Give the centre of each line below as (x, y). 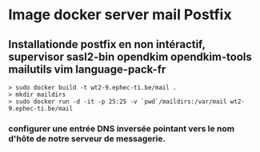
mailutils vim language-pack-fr (87, 69)
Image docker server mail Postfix (120, 15)
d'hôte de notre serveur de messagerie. (87, 138)
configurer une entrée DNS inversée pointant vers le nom (121, 128)
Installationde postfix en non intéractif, (107, 44)
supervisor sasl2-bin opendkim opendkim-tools (130, 56)
